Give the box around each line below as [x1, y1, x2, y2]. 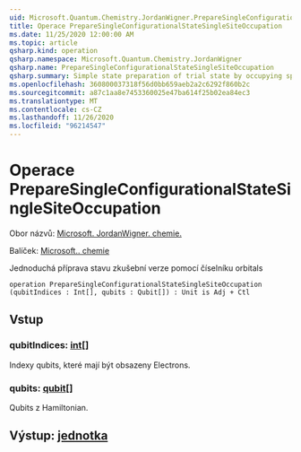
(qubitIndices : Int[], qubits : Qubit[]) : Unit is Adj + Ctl [9, 288, 251, 297]
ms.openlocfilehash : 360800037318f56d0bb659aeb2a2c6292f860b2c [9, 80, 251, 89]
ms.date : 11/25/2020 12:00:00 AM [9, 30, 134, 39]
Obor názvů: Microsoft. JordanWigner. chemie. [9, 228, 182, 239]
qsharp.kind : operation [9, 47, 99, 56]
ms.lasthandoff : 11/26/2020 [9, 113, 115, 122]
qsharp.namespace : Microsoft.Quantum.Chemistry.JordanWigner [9, 55, 243, 64]
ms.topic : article [9, 38, 78, 48]
